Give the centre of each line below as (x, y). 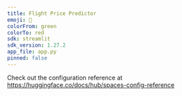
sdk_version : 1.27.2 (37, 45)
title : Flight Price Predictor (52, 13)
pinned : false (27, 58)
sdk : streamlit (29, 39)
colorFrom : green (32, 26)
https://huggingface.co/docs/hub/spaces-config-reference (91, 85)
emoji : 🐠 (20, 20)
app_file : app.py (32, 52)
